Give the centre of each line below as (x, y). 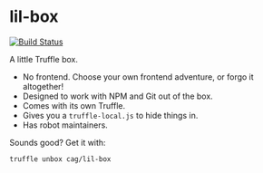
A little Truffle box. (44, 59)
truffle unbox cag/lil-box (60, 159)
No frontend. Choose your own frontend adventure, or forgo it (138, 77)
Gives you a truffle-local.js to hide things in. (110, 115)
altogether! (43, 86)
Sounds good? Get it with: (58, 142)
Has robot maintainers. (65, 125)
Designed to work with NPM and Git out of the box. (117, 96)
